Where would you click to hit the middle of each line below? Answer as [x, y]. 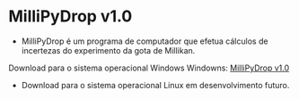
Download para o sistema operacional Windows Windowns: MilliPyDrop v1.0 [149, 68]
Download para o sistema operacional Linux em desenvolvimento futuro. [155, 85]
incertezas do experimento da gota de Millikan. [108, 50]
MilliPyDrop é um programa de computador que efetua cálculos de [145, 41]
